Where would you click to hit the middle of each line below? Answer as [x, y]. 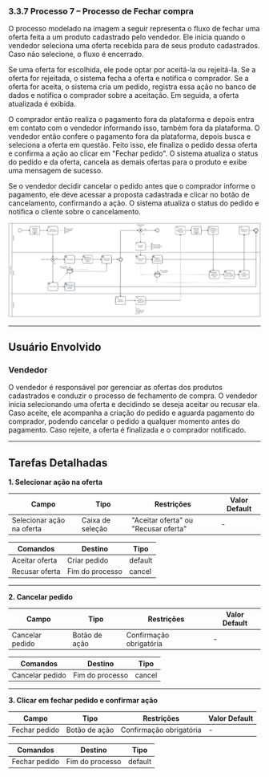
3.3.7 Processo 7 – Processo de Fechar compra [101, 11]
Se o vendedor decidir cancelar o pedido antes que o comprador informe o [132, 186]
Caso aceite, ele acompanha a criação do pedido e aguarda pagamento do [131, 413]
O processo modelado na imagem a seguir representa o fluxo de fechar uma [134, 29]
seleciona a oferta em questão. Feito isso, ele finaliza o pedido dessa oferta [133, 145]
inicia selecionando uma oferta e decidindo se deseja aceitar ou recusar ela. [134, 405]
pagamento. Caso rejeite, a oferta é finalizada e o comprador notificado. [127, 430]
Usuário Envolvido [55, 347]
